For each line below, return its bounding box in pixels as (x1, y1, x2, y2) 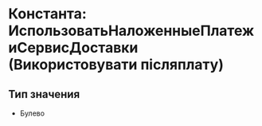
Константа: (8, 5, 88, 23)
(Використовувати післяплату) (8, 56, 225, 74)
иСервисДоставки (8, 39, 139, 57)
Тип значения (8, 87, 80, 100)
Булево (19, 108, 45, 118)
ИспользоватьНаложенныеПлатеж (8, 22, 255, 40)
